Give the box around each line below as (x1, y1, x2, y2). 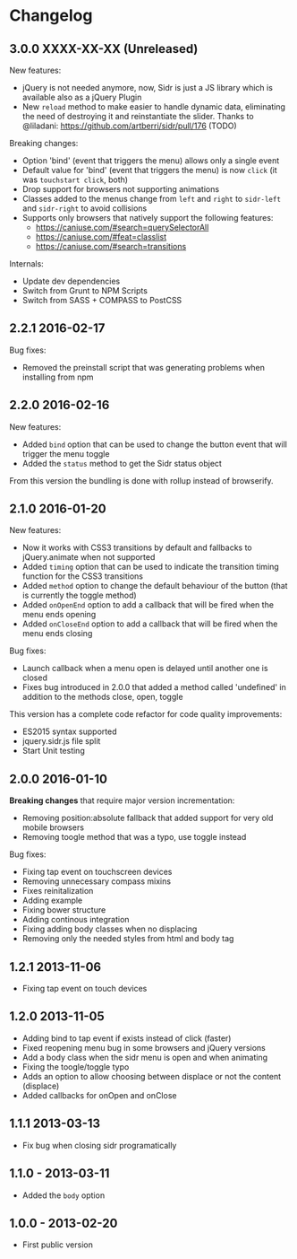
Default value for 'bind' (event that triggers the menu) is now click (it (21, 165, 277, 175)
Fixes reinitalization (21, 886, 94, 896)
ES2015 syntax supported (21, 726, 117, 737)
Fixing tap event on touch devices (21, 984, 148, 994)
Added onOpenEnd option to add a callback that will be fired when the (21, 599, 275, 610)
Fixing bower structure (21, 905, 106, 915)
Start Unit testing (21, 746, 85, 756)
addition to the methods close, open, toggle (21, 692, 183, 703)
